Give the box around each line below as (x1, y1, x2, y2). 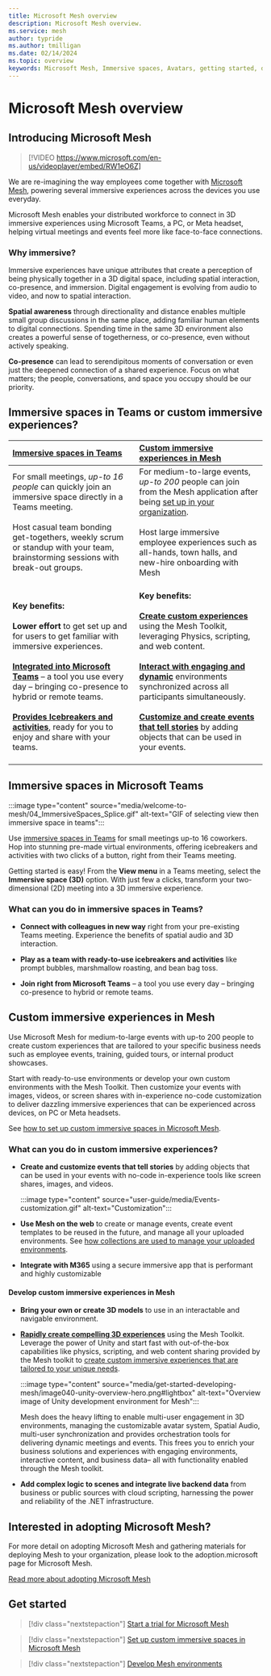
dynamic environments (139, 671, 227, 682)
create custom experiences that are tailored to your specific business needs (8, 1041, 261, 1050)
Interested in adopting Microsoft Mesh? (8, 1519, 211, 1534)
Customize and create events (139, 711, 255, 723)
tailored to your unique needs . (19, 1364, 120, 1373)
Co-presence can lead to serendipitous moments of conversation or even (8, 357, 254, 367)
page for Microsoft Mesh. (8, 1559, 93, 1569)
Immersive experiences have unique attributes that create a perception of (8, 266, 252, 275)
